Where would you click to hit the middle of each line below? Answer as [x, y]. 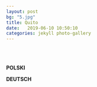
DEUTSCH [19, 79]
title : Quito [22, 22]
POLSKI [16, 68]
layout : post [22, 11]
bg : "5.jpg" [21, 17]
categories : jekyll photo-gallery [49, 34]
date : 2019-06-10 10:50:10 [42, 28]
